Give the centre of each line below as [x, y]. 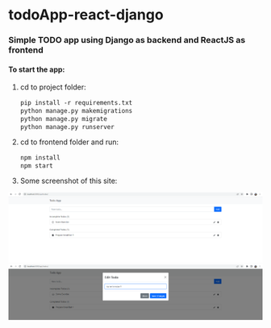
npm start [37, 166]
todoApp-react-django [86, 15]
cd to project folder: [53, 87]
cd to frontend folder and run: [69, 142]
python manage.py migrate [63, 119]
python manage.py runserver [67, 127]
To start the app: [37, 69]
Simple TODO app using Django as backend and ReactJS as [127, 40]
